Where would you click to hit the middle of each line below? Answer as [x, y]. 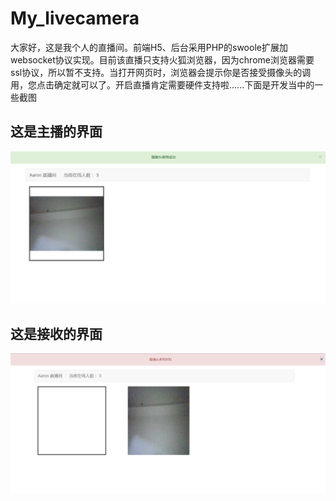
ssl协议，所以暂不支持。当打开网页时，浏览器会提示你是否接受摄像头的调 [161, 72]
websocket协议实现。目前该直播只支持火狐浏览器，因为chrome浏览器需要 [162, 59]
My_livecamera [75, 18]
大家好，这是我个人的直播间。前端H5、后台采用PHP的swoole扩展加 [149, 47]
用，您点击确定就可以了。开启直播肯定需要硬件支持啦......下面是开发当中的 [162, 84]
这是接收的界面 [56, 333]
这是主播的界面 [56, 132]
